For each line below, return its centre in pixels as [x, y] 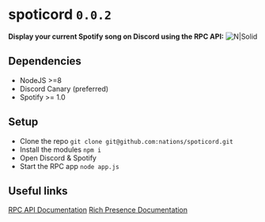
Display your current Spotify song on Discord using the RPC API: [116, 36]
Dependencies [45, 61]
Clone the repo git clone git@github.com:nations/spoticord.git [126, 141]
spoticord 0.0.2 [60, 15]
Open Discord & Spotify [58, 158]
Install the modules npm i [60, 149]
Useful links [38, 191]
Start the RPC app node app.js [70, 166]
